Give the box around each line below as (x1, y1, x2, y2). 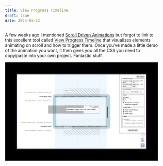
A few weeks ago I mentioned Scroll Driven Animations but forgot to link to (5, 32, 154, 38)
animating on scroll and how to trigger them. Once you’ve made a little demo (5, 42, 158, 48)
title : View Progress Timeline (5, 8, 68, 13)
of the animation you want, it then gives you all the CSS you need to (5, 48, 141, 54)
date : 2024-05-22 (5, 18, 40, 23)
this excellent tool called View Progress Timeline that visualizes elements (5, 37, 151, 43)
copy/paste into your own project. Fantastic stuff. (5, 53, 103, 58)
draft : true (5, 13, 29, 18)
